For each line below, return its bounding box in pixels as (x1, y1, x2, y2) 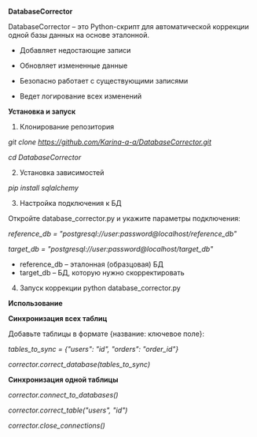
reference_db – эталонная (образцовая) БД (19, 260, 163, 269)
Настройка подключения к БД (19, 199, 122, 207)
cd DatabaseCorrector (8, 153, 82, 162)
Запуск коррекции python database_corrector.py (19, 283, 181, 293)
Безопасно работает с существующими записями (19, 77, 189, 85)
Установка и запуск (8, 106, 76, 116)
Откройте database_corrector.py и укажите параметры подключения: (8, 214, 241, 223)
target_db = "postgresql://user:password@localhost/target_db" (8, 245, 214, 253)
